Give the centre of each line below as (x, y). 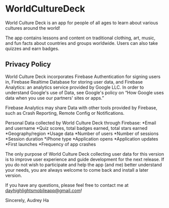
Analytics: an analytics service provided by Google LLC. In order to (75, 87)
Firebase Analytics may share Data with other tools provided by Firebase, (81, 108)
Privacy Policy (28, 64)
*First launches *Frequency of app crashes (51, 144)
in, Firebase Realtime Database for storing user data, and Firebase (74, 82)
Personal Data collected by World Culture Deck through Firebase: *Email (81, 123)
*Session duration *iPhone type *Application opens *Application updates (82, 138)
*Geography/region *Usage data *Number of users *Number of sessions (82, 133)
